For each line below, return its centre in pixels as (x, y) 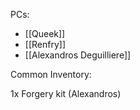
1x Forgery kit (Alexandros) (66, 93)
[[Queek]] (45, 33)
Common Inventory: (51, 74)
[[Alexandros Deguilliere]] (78, 55)
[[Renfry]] (45, 44)
